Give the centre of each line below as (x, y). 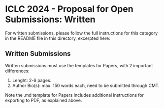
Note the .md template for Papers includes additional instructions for (75, 95)
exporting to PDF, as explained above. (44, 100)
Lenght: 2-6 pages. (32, 80)
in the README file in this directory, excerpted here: (58, 38)
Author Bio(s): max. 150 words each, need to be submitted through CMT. (86, 85)
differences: (17, 71)
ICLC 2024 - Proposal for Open (69, 9)
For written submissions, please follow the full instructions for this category (82, 33)
